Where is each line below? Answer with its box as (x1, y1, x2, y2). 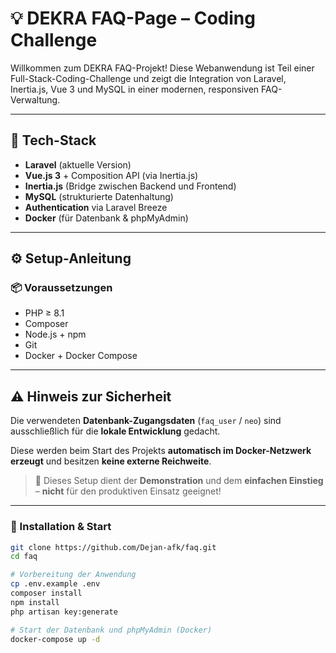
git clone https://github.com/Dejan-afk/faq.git (10, 542, 217, 552)
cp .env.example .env (10, 579, 101, 589)
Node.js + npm (24, 328, 87, 341)
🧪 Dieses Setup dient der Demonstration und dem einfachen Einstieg (34, 475, 324, 487)
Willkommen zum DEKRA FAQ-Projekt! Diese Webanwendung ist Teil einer (10, 62, 315, 74)
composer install (10, 588, 83, 599)
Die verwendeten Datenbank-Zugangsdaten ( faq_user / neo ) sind (10, 415, 282, 427)
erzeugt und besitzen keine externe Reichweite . (10, 455, 212, 467)
